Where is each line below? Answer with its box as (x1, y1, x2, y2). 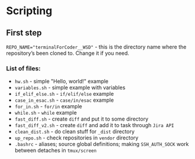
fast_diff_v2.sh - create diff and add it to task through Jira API (14, 122, 174, 129)
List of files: (6, 64, 41, 72)
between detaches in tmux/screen (14, 147, 97, 154)
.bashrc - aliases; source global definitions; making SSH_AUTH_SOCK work (14, 141, 189, 148)
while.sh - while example (14, 109, 77, 116)
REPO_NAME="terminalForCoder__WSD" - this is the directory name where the (6, 43, 187, 50)
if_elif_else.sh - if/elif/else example (14, 90, 114, 98)
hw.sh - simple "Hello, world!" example (14, 78, 109, 85)
